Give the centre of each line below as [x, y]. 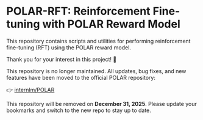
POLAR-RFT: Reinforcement [78, 11]
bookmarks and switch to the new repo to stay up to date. [79, 110]
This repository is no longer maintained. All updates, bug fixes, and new [96, 71]
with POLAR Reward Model [112, 24]
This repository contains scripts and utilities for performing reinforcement [98, 41]
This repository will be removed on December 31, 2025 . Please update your [101, 104]
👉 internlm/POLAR [30, 90]
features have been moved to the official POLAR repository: [81, 77]
